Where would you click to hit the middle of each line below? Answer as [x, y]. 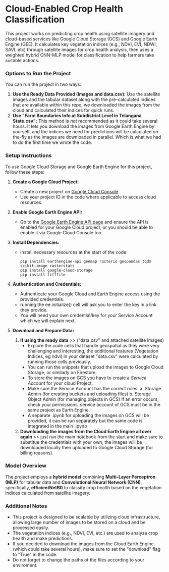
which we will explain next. [48, 321]
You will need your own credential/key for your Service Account [86, 315]
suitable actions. [22, 60]
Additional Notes [26, 506]
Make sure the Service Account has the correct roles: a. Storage [94, 388]
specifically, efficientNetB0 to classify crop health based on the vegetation [83, 487]
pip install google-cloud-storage [56, 270]
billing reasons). [37, 453]
